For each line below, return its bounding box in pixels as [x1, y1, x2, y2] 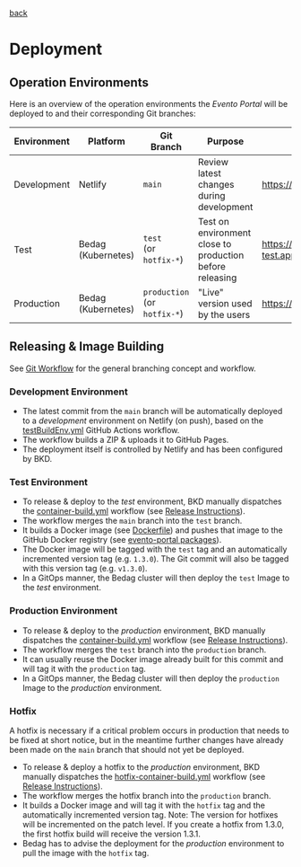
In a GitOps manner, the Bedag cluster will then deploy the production [21, 673, 279, 684]
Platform [88, 135, 125, 147]
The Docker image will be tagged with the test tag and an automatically [21, 544, 288, 555]
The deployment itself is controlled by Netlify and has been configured [21, 444, 284, 455]
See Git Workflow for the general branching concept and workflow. [9, 363, 257, 374]
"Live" [197, 287, 224, 298]
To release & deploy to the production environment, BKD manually [21, 624, 266, 636]
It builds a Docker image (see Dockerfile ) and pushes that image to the [21, 525, 284, 535]
